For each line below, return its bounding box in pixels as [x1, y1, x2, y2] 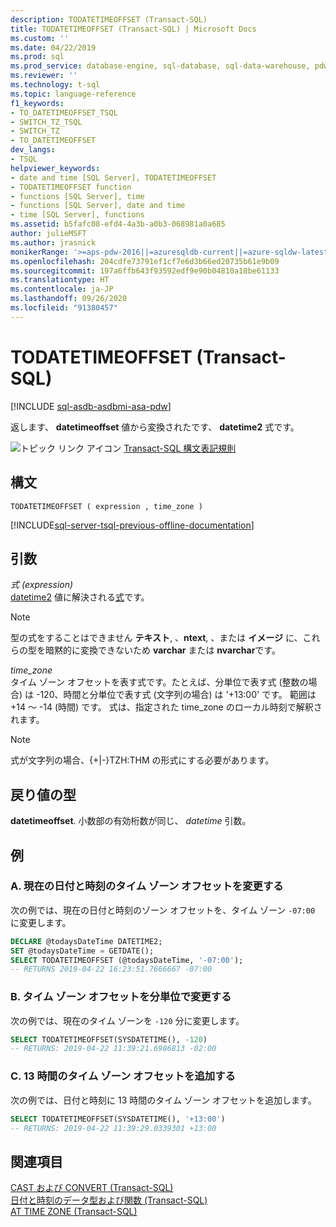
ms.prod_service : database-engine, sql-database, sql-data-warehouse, [10, 61, 311, 71]
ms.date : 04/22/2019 [10, 42, 97, 53]
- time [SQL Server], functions [10, 210, 145, 220]
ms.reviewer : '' [10, 71, 78, 81]
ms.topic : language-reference [10, 89, 137, 99]
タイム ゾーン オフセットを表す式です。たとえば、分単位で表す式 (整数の [10, 676, 309, 688]
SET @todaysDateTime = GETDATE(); [10, 946, 155, 956]
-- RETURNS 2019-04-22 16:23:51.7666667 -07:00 [10, 964, 213, 975]
